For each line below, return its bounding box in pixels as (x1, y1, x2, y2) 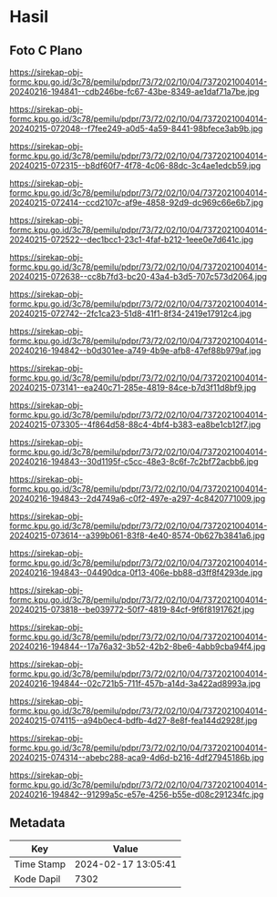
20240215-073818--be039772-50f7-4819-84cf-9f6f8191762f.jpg (9, 604, 255, 615)
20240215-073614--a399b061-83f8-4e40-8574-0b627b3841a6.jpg (9, 530, 266, 541)
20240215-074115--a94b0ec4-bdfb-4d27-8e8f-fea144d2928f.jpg (9, 715, 258, 726)
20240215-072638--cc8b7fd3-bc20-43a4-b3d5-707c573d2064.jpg (9, 271, 267, 281)
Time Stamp (14, 858, 67, 871)
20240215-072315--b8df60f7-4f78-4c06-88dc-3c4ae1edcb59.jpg (9, 160, 262, 170)
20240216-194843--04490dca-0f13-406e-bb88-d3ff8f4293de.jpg (9, 567, 263, 577)
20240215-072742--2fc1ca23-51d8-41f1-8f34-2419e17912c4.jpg (9, 308, 252, 319)
